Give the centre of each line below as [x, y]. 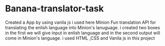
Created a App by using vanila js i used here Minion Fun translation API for [81, 22]
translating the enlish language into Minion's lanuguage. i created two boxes [83, 27]
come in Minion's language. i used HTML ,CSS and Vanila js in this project [80, 38]
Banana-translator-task [54, 9]
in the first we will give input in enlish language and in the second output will [83, 33]
